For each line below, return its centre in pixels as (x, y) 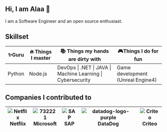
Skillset (17, 37)
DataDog (108, 124)
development (132, 73)
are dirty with (84, 59)
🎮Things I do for (138, 51)
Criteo (150, 124)
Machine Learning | (80, 73)
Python (16, 73)
